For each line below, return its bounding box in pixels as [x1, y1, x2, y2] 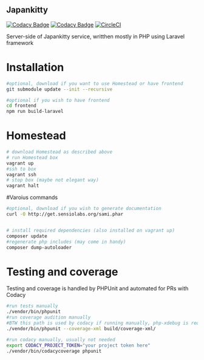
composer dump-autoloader [6, 244, 72, 251]
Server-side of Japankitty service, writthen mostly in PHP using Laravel [6, 33, 185, 40]
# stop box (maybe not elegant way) [6, 177, 99, 183]
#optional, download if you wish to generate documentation [6, 206, 162, 212]
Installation [6, 61, 64, 74]
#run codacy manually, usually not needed [6, 336, 115, 342]
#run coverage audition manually [6, 314, 91, 321]
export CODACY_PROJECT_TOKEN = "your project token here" [6, 342, 151, 348]
